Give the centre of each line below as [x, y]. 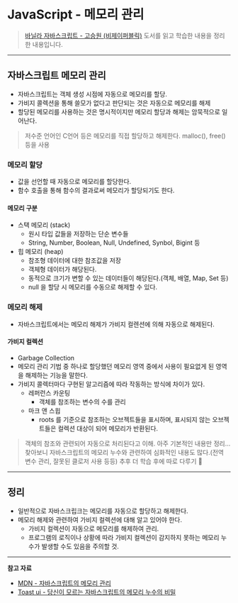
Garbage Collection [46, 358]
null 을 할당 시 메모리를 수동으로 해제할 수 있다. [93, 287]
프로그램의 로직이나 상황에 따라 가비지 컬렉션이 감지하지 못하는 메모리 [124, 537]
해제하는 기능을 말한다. [57, 375]
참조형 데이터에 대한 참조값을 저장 [75, 260]
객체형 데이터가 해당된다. [62, 270]
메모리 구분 [22, 208]
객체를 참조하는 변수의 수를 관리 [82, 402]
